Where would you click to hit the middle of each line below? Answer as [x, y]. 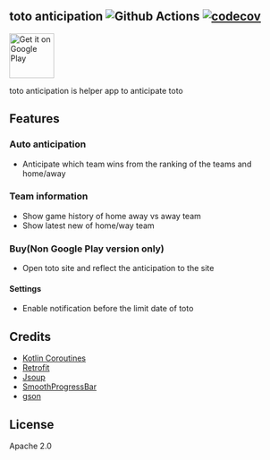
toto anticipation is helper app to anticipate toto [96, 90]
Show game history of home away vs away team [111, 216]
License [32, 425]
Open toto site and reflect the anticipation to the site [118, 268]
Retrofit [36, 368]
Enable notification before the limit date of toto [108, 309]
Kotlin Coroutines [54, 358]
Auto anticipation [48, 144]
